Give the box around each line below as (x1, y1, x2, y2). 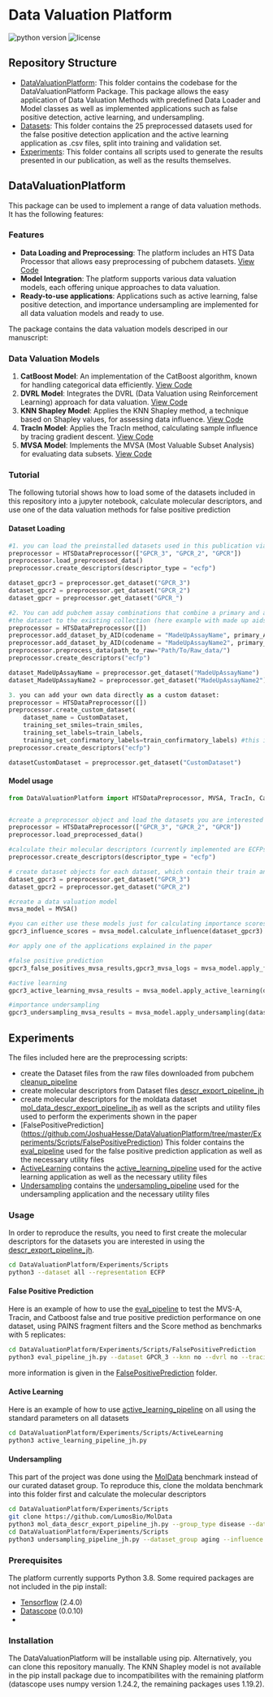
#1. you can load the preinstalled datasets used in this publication (8, 542, 253, 550)
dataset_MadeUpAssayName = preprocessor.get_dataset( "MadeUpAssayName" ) (8, 669, 260, 677)
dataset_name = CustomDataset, (23, 713, 129, 722)
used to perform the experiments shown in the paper (19, 1111, 197, 1122)
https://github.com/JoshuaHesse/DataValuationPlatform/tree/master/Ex (23, 1129, 262, 1139)
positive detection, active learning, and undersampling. (19, 112, 205, 122)
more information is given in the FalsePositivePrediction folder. (8, 1368, 218, 1378)
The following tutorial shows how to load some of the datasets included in (8, 487, 256, 497)
